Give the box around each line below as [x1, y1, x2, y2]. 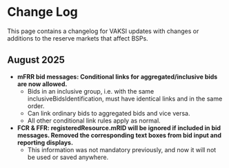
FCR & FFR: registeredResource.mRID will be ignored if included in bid [17, 123, 221, 132]
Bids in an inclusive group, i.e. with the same [27, 87, 155, 95]
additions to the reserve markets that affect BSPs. [7, 34, 148, 42]
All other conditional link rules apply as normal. [27, 116, 161, 125]
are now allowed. [17, 80, 68, 88]
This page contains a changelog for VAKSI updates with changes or [7, 27, 199, 35]
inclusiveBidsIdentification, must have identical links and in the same [27, 94, 223, 103]
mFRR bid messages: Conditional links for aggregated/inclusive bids [17, 72, 218, 81]
